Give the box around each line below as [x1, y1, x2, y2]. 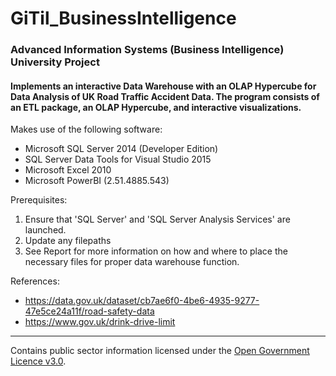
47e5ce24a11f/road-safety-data [24, 305, 155, 317]
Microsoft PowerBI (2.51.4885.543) [24, 175, 170, 187]
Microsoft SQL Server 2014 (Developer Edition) [24, 143, 219, 155]
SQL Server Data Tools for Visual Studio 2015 [24, 153, 212, 166]
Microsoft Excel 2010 [24, 164, 112, 176]
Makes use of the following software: [10, 123, 163, 136]
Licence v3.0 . [10, 355, 67, 367]
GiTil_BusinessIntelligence [10, 7, 237, 30]
